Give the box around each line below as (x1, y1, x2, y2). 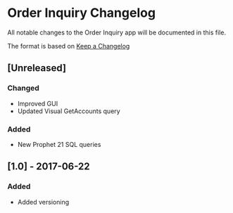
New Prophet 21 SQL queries (17, 140, 101, 148)
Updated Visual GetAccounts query (17, 107, 121, 115)
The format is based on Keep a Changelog (7, 41, 130, 50)
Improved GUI (17, 99, 58, 108)
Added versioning (17, 198, 69, 206)
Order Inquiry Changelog (7, 5, 156, 21)
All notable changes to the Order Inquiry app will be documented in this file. (7, 28, 227, 37)
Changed (7, 83, 40, 93)
